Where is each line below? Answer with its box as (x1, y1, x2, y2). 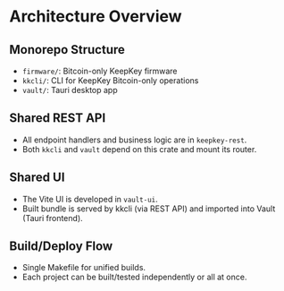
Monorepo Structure (9, 42, 125, 57)
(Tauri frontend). (21, 212, 83, 223)
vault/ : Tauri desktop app (21, 85, 118, 95)
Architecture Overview (9, 6, 182, 27)
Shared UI (9, 170, 65, 185)
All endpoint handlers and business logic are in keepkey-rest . (21, 134, 247, 145)
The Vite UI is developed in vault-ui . (21, 193, 158, 204)
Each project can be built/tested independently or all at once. (21, 271, 247, 283)
